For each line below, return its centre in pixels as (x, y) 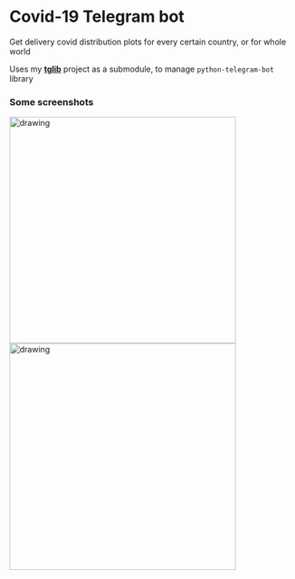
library (21, 78)
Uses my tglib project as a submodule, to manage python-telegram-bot (142, 69)
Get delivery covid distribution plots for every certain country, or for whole (148, 42)
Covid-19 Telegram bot (97, 17)
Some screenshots (52, 101)
